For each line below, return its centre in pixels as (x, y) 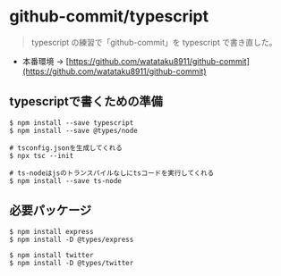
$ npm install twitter (51, 255)
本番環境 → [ (46, 61)
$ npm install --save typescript (72, 122)
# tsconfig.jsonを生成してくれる (66, 148)
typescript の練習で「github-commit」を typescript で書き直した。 (154, 42)
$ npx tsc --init (42, 155)
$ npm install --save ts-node (66, 180)
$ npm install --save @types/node (74, 130)
